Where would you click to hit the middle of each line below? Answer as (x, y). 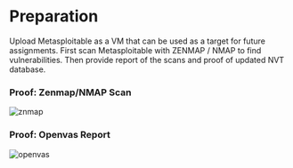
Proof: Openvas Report (60, 135)
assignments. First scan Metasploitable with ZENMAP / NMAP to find (135, 50)
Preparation (54, 16)
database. (28, 69)
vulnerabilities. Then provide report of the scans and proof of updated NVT (147, 60)
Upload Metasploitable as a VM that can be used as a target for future (137, 41)
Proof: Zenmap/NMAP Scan (70, 92)
